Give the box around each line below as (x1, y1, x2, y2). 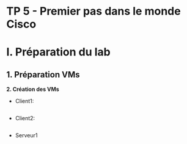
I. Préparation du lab (6, 45, 111, 59)
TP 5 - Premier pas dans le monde (6, 4, 182, 18)
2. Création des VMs (6, 85, 59, 93)
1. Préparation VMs (6, 69, 80, 80)
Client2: (15, 115, 35, 122)
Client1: (15, 98, 34, 105)
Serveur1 (15, 132, 38, 139)
